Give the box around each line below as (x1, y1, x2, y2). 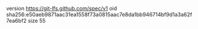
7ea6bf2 (6, 17, 27, 24)
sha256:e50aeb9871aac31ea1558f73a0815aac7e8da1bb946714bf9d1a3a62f (6, 11, 193, 18)
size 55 (27, 17, 46, 24)
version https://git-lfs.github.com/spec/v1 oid (6, 5, 117, 12)
